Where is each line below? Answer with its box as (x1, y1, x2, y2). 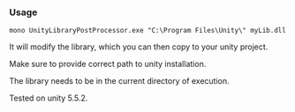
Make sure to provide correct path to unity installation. (9, 59, 207, 70)
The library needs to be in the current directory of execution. (9, 76, 230, 86)
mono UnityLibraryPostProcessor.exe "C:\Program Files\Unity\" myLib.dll (9, 26, 287, 35)
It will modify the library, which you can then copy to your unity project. (9, 41, 269, 52)
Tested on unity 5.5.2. (9, 93, 88, 103)
